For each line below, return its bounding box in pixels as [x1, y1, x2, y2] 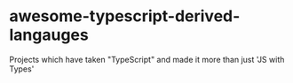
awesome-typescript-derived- [9, 6, 241, 26]
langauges [9, 25, 89, 45]
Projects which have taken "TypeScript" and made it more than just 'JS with [9, 54, 285, 64]
